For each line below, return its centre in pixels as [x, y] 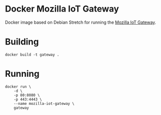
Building [22, 42]
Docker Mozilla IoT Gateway [62, 9]
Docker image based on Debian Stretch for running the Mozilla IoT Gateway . [80, 22]
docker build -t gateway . [32, 55]
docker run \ [18, 86]
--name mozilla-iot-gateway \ [44, 103]
